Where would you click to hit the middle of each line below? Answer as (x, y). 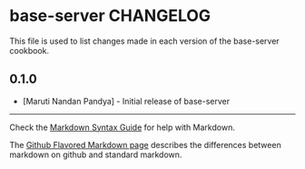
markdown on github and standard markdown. (96, 154)
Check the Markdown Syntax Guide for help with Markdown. (123, 127)
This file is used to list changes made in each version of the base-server (144, 41)
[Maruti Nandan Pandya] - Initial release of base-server (126, 101)
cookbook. (30, 50)
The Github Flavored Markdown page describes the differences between (145, 144)
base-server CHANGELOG (110, 16)
